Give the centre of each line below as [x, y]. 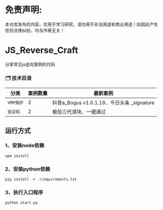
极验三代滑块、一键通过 [79, 112]
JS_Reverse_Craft [42, 50]
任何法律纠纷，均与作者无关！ [35, 30]
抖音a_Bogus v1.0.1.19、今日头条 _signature [103, 103]
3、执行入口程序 [24, 193]
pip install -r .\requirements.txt [41, 179]
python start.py [21, 203]
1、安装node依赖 [25, 145]
